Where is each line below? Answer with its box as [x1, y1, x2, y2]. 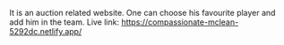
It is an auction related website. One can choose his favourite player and [9, 8, 276, 18]
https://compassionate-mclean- [120, 17, 239, 27]
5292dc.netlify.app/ [9, 26, 82, 36]
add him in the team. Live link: [9, 17, 119, 27]
